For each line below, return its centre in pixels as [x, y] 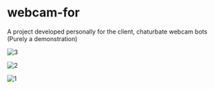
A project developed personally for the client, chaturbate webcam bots [107, 31]
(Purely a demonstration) [42, 38]
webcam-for [44, 13]
